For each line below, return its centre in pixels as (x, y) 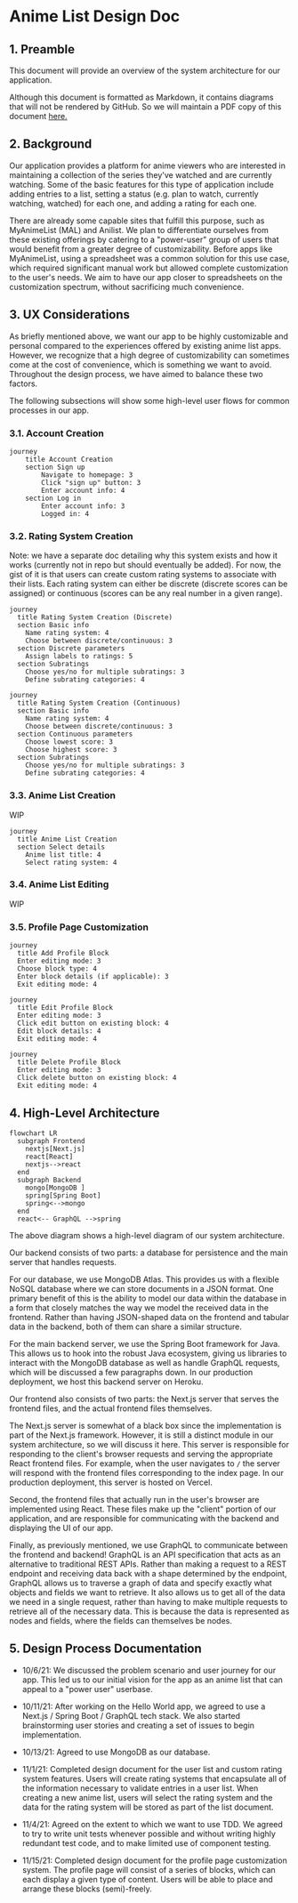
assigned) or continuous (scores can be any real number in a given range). (146, 593)
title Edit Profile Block (65, 1008)
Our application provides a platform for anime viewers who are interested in (148, 165)
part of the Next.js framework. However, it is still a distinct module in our (141, 1435)
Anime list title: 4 (63, 855)
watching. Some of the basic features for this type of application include (141, 184)
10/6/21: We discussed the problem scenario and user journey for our (149, 1670)
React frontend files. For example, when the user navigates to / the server (145, 1463)
